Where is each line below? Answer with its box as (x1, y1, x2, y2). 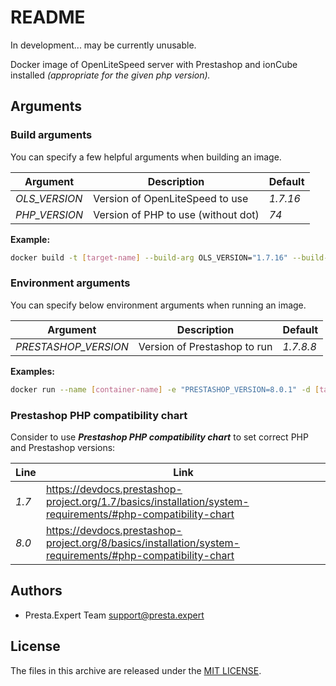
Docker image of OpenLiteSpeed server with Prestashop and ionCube (10, 58, 298, 70)
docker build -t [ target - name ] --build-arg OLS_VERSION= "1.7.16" (10, 252, 288, 263)
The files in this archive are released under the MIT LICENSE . (10, 664, 262, 676)
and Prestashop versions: (10, 441, 116, 453)
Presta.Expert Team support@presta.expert (24, 609, 205, 621)
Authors (10, 582, 63, 600)
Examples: (10, 365, 55, 377)
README (10, 6, 86, 29)
